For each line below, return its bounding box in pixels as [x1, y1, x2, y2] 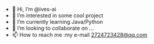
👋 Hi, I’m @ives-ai [11, 6, 56, 12]
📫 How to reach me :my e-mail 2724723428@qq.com [11, 32, 148, 38]
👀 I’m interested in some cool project [11, 12, 104, 19]
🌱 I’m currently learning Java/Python [11, 18, 103, 25]
